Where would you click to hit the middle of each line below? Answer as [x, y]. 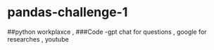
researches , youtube [38, 39]
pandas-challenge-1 [68, 12]
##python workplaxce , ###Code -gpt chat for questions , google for [107, 32]
